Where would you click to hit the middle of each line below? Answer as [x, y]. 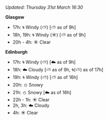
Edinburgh [16, 52]
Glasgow [15, 17]
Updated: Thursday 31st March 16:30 [44, 7]
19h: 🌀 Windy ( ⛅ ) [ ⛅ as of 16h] [45, 77]
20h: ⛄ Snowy [28, 85]
